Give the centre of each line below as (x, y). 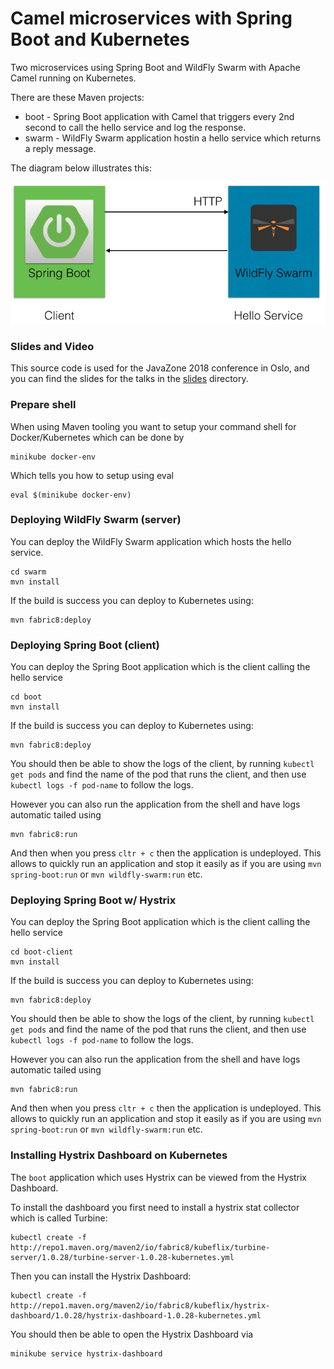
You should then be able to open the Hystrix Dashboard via (132, 1334)
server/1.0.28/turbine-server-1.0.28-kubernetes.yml (122, 1257)
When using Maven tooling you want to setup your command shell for (153, 426)
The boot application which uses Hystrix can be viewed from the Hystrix (158, 1177)
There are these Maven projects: (77, 97)
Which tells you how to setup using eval (92, 475)
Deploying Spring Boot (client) (85, 645)
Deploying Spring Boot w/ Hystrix (93, 900)
